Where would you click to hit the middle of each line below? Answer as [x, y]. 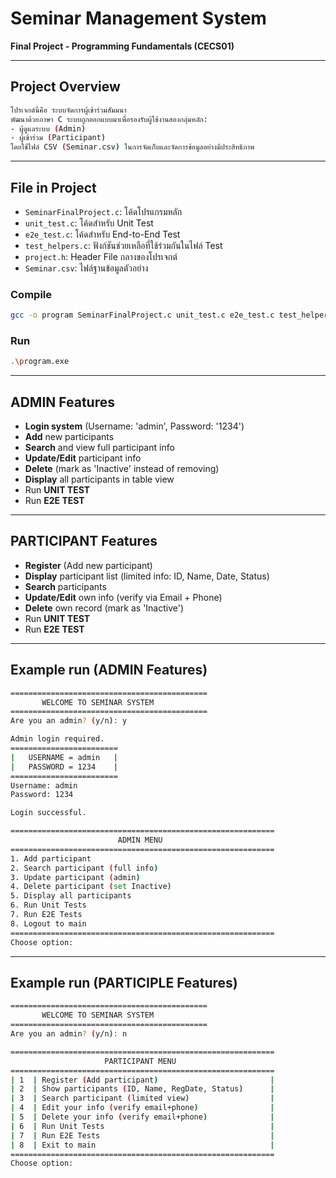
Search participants [65, 586]
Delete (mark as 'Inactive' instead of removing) [122, 469]
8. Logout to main [48, 923]
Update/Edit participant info [83, 458]
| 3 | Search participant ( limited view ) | [142, 1098]
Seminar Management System [138, 18]
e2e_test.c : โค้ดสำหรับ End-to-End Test [102, 234]
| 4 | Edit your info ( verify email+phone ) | [142, 1108]
